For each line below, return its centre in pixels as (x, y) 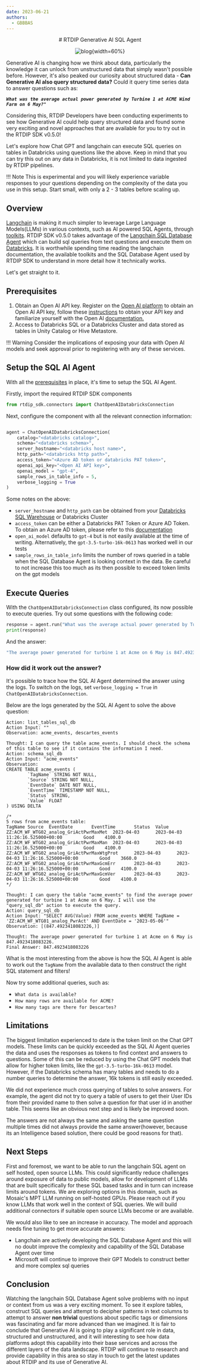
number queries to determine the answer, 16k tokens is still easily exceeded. (100, 1078)
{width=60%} (108, 51)
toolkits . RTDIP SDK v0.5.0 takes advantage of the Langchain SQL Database (99, 235)
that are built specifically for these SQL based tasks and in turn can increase (100, 1185)
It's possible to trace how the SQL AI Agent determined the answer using (96, 681)
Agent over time (35, 1253)
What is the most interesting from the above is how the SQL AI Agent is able (99, 958)
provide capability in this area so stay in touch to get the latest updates (93, 1356)
